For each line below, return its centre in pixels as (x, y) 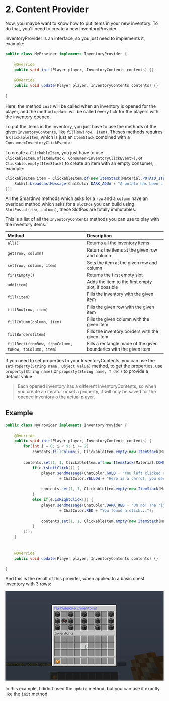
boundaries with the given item (119, 349)
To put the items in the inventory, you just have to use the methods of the (81, 126)
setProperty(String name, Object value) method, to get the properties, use (84, 366)
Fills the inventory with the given (120, 294)
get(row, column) (25, 253)
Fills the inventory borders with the (122, 331)
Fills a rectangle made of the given (122, 344)
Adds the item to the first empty (119, 282)
